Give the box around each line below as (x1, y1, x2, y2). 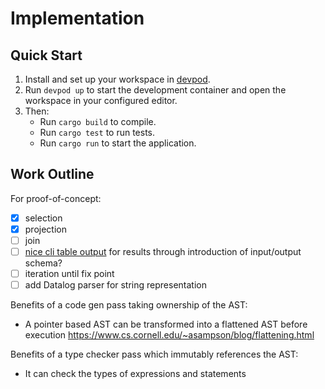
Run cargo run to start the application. (39, 137, 197, 149)
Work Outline (10, 166, 95, 183)
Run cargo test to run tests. (39, 127, 156, 138)
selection (24, 212, 63, 224)
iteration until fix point (24, 268, 115, 280)
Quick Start (10, 47, 83, 64)
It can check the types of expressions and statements (24, 368, 247, 380)
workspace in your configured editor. (24, 95, 178, 106)
